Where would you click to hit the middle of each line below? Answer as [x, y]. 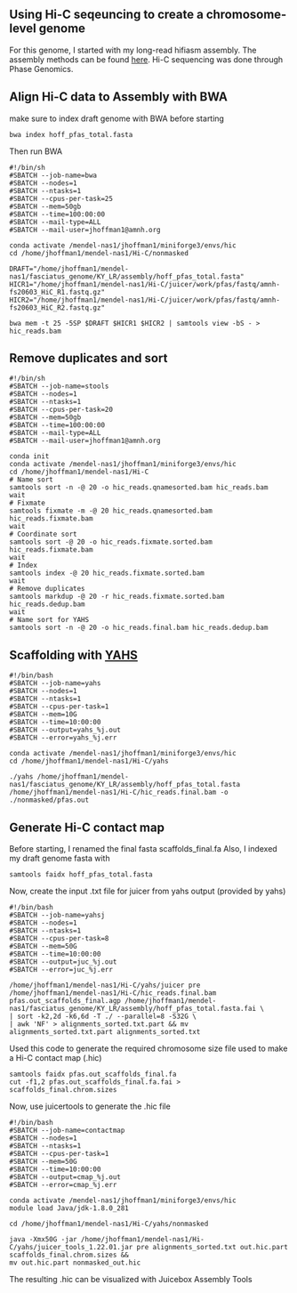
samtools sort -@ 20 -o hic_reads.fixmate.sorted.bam [111, 542]
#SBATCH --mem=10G [43, 715]
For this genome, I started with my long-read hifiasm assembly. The [133, 50]
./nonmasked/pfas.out [49, 800]
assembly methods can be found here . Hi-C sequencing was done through [146, 59]
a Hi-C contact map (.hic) [56, 1058]
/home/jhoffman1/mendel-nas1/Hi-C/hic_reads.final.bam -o [119, 792]
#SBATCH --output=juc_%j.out [63, 962]
